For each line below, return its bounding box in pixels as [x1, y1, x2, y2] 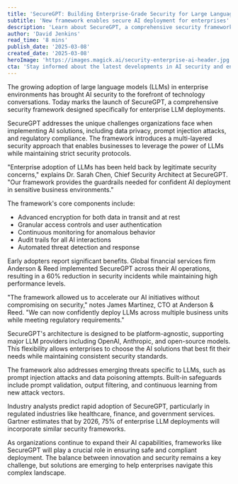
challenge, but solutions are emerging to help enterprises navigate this [7, 461, 213, 469]
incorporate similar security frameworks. [7, 424, 126, 433]
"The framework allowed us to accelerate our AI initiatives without [7, 293, 200, 301]
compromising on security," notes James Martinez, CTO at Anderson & [7, 300, 214, 309]
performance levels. [7, 279, 66, 288]
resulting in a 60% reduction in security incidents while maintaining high [7, 271, 218, 280]
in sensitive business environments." [7, 185, 114, 193]
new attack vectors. [7, 388, 65, 397]
